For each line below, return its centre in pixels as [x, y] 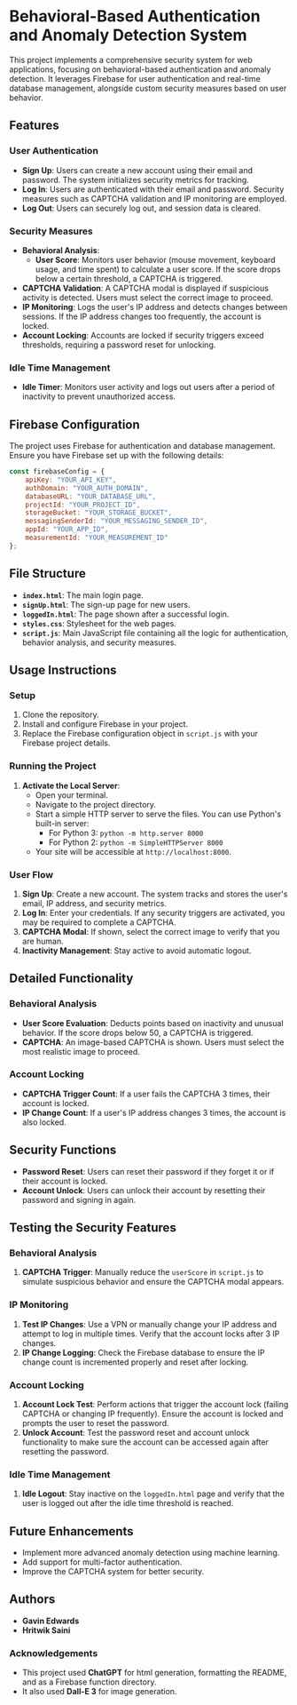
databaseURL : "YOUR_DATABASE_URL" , [91, 496]
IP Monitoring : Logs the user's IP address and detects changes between [155, 307]
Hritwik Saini [46, 1630]
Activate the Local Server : [71, 785]
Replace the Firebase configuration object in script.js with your [140, 734]
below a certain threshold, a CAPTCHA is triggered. [129, 278]
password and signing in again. [79, 1199]
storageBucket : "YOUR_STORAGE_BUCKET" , [99, 513]
